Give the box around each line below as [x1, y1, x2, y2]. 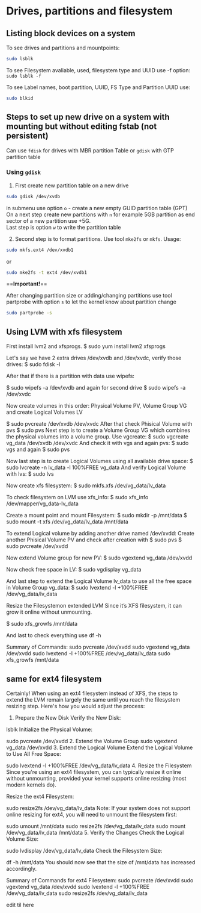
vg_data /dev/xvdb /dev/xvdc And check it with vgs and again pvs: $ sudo [6, 440, 189, 447]
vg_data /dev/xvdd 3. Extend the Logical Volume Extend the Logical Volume [6, 744, 193, 751]
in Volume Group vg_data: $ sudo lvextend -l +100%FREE [6, 584, 148, 591]
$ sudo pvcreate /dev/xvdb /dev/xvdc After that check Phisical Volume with [6, 420, 193, 428]
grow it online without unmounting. [6, 608, 92, 615]
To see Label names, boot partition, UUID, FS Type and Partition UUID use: [6, 83, 191, 91]
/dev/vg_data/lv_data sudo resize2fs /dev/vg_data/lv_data [6, 890, 148, 897]
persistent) [6, 131, 49, 141]
